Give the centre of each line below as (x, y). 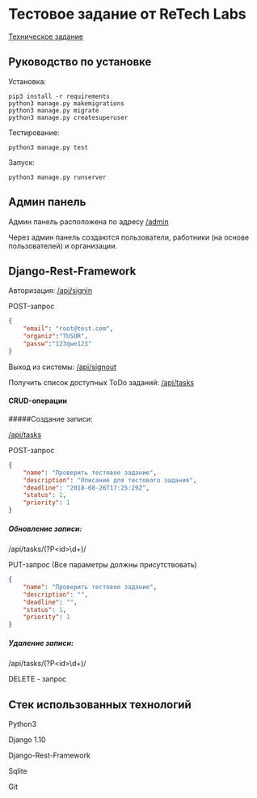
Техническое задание (46, 36)
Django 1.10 (27, 739)
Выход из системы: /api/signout (63, 367)
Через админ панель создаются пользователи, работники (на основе (128, 237)
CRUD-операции (38, 401)
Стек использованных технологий (100, 705)
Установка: (27, 81)
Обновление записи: (45, 528)
